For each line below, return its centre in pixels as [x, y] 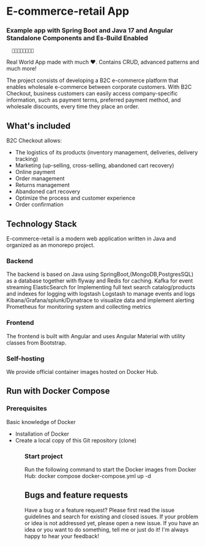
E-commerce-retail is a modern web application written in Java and [91, 239]
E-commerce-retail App [68, 11]
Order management [40, 178]
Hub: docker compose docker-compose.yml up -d [88, 476]
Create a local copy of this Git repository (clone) [76, 440]
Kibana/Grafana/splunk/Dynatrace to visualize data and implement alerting [100, 300]
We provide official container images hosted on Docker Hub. [83, 372]
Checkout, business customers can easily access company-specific [92, 94]
